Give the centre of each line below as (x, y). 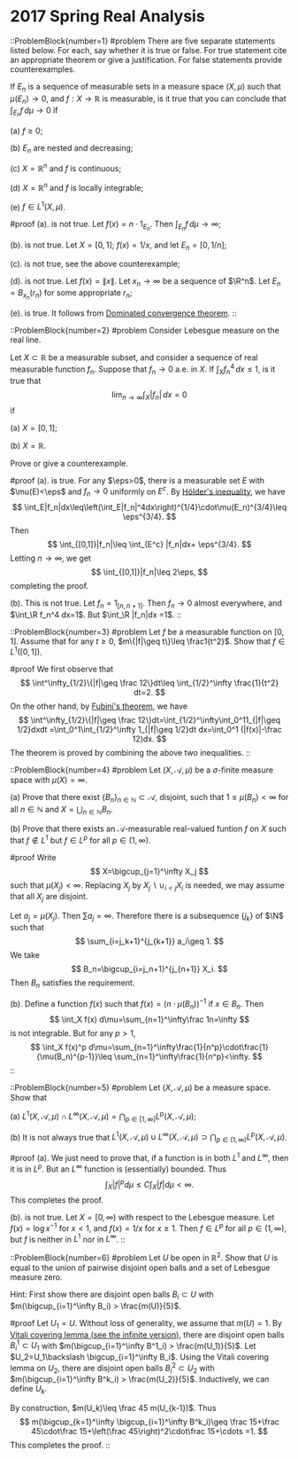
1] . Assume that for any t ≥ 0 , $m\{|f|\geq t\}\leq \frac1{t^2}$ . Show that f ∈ (148, 641)
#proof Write (33, 857)
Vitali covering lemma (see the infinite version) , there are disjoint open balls (147, 1334)
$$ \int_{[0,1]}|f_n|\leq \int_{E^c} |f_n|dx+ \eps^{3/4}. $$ (149, 544)
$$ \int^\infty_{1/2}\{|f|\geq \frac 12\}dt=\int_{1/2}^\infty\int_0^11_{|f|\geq (149, 720)
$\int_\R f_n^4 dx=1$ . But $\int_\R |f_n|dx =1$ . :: (96, 615)
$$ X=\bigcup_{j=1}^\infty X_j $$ (149, 871)
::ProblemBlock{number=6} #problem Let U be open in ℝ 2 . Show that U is (144, 1257)
